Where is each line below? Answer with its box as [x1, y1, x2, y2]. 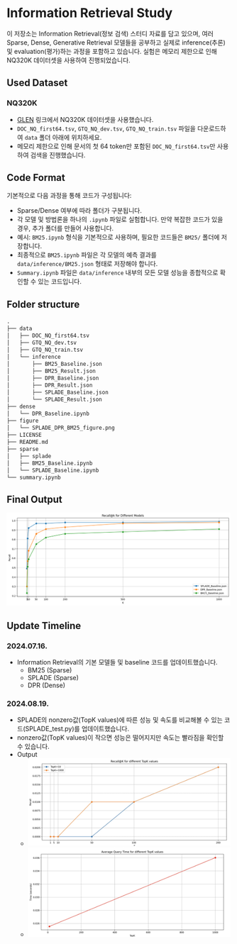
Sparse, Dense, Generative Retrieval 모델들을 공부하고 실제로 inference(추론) [6, 38, 226, 47]
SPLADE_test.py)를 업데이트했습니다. [25, 725, 129, 733]
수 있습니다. [16, 743, 50, 751]
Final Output [6, 493, 62, 505]
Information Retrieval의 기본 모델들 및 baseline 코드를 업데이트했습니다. [16, 657, 218, 666]
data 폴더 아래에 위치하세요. [24, 133, 102, 141]
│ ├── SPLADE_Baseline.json [6, 389, 109, 396]
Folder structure [6, 298, 80, 310]
